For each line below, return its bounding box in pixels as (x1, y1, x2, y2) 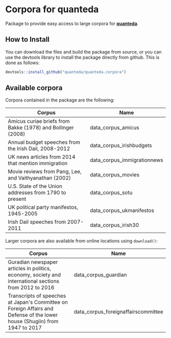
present (8, 195, 26, 202)
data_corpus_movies (90, 171, 140, 178)
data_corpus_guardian (73, 271, 127, 278)
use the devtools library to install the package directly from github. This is (5, 54, 160, 60)
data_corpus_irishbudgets (90, 142, 152, 149)
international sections (8, 278, 60, 285)
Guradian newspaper (8, 258, 58, 266)
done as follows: (5, 60, 40, 66)
